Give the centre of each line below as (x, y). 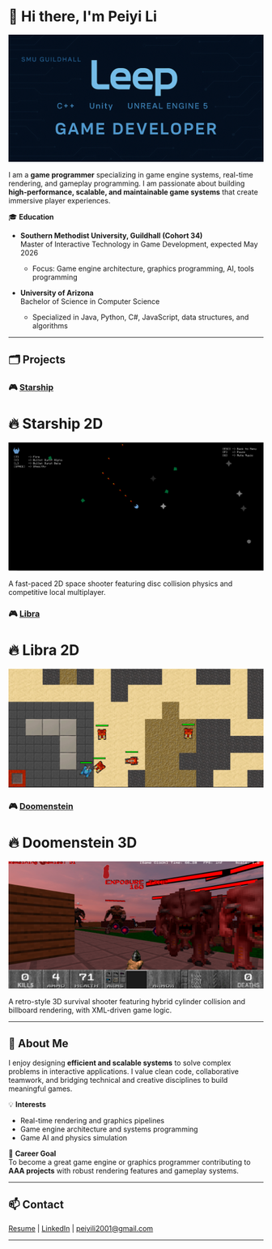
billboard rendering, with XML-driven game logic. (90, 1010)
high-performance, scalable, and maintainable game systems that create (134, 192)
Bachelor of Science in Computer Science (90, 301)
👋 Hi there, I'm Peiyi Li (83, 17)
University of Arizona (57, 293)
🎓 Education (31, 216)
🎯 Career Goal (32, 1153)
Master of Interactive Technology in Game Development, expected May (139, 244)
